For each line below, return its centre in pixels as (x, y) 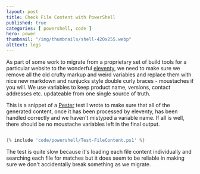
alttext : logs (24, 45)
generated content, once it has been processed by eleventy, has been (92, 111)
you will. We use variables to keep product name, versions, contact (88, 87)
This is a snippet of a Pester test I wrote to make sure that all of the (88, 105)
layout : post (22, 12)
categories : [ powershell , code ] (49, 28)
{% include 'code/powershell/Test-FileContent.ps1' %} (76, 140)
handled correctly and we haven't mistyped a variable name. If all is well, (95, 117)
